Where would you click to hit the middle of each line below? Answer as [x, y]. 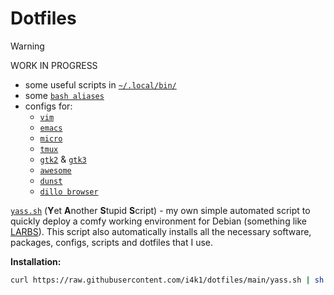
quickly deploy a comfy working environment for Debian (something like [158, 221]
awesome [55, 170]
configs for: [48, 106]
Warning [27, 46]
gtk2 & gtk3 [63, 159]
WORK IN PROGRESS [54, 65]
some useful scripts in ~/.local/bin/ [100, 84]
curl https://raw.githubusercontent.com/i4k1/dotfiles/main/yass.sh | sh [167, 280]
